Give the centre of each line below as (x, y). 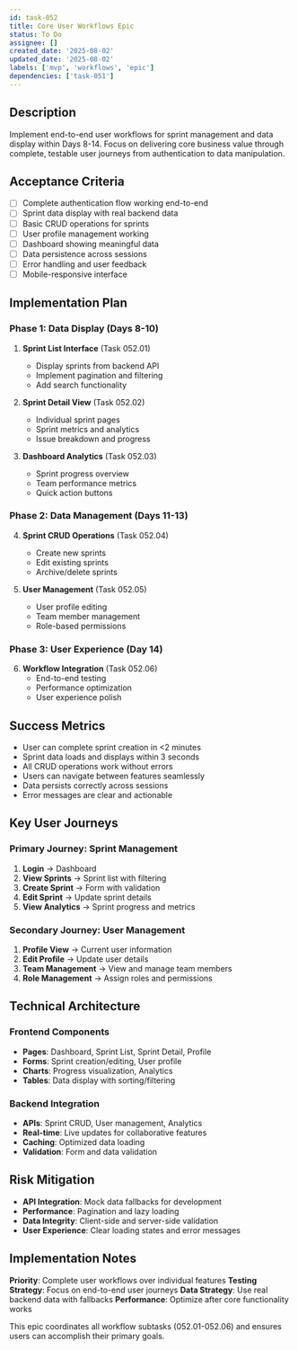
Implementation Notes (73, 1259)
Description (43, 113)
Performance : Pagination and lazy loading (101, 1211)
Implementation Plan (69, 303)
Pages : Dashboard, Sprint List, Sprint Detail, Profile (117, 1052)
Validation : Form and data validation (90, 1151)
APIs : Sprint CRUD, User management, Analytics (112, 1123)
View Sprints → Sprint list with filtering (94, 878)
